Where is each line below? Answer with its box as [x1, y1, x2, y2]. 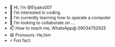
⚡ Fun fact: [9, 37, 31, 43]
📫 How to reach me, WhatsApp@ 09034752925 [9, 25, 106, 31]
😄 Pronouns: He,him [9, 32, 51, 38]
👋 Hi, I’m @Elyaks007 [9, 5, 52, 10]
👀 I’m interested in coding [9, 10, 61, 15]
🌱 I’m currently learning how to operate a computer [9, 15, 111, 20]
